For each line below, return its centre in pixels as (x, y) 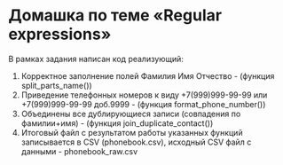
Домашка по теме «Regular (115, 16)
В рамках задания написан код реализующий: (96, 59)
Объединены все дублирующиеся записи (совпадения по (131, 114)
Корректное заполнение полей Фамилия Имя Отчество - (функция (148, 75)
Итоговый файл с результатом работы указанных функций (132, 132)
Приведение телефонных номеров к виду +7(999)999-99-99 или (144, 95)
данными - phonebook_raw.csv (79, 151)
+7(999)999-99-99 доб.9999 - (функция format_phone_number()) (143, 104)
